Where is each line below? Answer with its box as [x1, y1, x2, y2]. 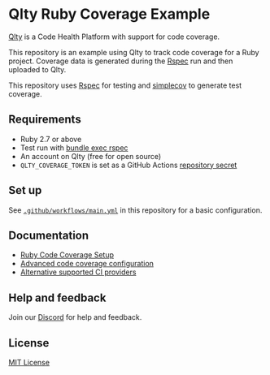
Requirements [8, 113, 81, 127]
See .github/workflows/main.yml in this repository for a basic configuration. [8, 205, 263, 215]
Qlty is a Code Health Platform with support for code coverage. [8, 32, 220, 41]
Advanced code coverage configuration [20, 259, 155, 269]
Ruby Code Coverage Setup [20, 250, 114, 260]
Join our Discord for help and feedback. [8, 312, 142, 322]
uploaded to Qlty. [8, 64, 67, 74]
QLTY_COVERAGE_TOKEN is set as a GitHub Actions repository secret [20, 160, 237, 170]
